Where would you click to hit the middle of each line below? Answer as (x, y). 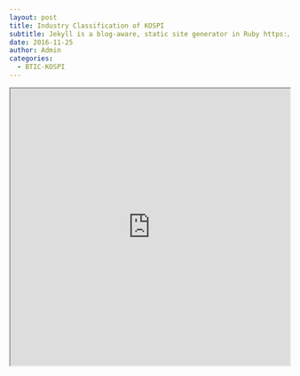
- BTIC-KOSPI (41, 67)
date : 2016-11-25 (41, 42)
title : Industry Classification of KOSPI (87, 26)
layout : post (33, 17)
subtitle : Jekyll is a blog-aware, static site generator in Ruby (134, 34)
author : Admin (36, 51)
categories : (31, 59)
